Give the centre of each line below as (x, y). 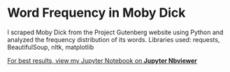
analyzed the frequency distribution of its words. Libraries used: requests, (114, 39)
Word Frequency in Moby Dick (96, 13)
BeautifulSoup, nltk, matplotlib (51, 47)
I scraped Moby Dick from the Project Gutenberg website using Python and (115, 32)
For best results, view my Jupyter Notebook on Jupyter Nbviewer (102, 60)
